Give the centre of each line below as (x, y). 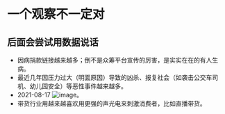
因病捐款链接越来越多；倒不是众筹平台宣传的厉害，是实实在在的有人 (115, 60)
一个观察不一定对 (56, 14)
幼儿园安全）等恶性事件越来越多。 (78, 86)
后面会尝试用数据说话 (53, 42)
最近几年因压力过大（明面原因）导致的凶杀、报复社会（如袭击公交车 (115, 78)
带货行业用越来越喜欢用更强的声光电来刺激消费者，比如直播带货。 (111, 104)
